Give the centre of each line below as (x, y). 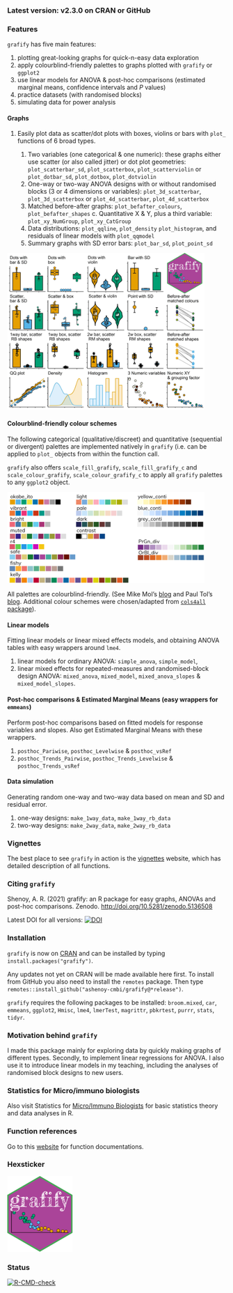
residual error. (27, 804)
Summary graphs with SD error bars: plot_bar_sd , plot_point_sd (120, 243)
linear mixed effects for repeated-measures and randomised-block (113, 669)
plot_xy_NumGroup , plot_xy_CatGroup (79, 221)
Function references (42, 1131)
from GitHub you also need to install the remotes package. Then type (105, 982)
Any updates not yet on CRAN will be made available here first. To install (111, 974)
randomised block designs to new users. (65, 1072)
